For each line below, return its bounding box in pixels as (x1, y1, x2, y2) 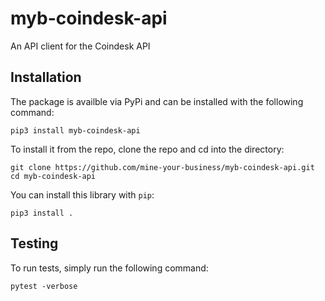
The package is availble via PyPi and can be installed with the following (10, 95, 304, 107)
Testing (10, 235, 59, 252)
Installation (10, 69, 82, 86)
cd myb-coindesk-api (10, 171, 97, 181)
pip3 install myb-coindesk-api (10, 125, 141, 136)
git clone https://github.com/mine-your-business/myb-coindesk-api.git (10, 162, 315, 172)
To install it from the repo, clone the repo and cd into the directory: (10, 143, 285, 155)
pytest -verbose (10, 281, 78, 291)
